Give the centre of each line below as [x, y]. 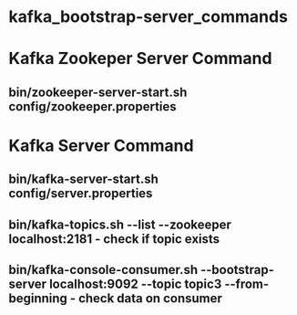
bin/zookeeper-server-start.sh [98, 92]
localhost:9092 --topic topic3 [135, 284]
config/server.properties [81, 194]
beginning [38, 299]
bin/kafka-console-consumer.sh [103, 270]
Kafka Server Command [101, 146]
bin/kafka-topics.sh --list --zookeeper [120, 224]
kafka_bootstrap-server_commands [148, 17]
